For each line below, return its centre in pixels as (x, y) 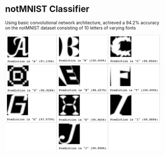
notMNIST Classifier (47, 9)
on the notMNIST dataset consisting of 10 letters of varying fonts (70, 27)
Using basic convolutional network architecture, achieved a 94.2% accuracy (82, 23)
